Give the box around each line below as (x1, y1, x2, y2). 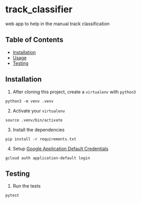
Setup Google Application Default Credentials (12, 145, 109, 152)
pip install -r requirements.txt (5, 136, 77, 142)
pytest (5, 193, 19, 198)
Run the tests (12, 183, 41, 189)
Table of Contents (5, 35, 64, 44)
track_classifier (5, 4, 73, 15)
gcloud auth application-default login (5, 155, 90, 160)
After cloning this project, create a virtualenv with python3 (12, 88, 136, 95)
